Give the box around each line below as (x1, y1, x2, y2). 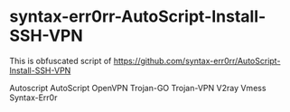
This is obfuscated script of (9, 55, 112, 66)
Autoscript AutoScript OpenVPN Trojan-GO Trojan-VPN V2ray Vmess (9, 82, 267, 93)
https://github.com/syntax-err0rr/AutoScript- (113, 55, 281, 66)
